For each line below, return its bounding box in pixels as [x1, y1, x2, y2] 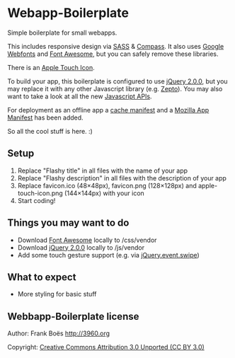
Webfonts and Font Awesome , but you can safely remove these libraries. [7, 50, 219, 58]
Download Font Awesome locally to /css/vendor [17, 236, 157, 244]
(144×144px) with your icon [64, 189, 145, 197]
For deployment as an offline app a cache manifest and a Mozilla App [7, 105, 210, 114]
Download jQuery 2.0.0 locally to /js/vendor [17, 243, 145, 252]
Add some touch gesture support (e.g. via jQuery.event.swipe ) [17, 250, 200, 259]
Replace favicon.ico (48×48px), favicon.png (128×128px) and [17, 181, 197, 190]
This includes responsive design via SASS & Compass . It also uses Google [7, 42, 224, 50]
